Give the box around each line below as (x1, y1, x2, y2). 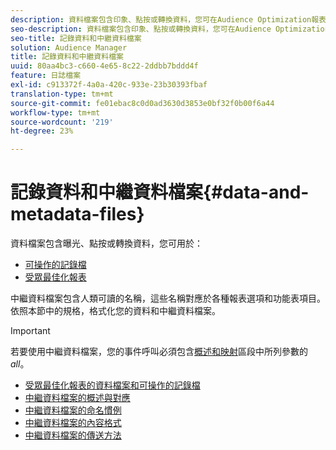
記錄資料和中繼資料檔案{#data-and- (10, 181, 310, 204)
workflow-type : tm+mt (10, 107, 101, 118)
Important (10, 325, 51, 337)
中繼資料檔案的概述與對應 (24, 392, 131, 404)
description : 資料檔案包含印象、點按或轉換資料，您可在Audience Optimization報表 (10, 14, 327, 25)
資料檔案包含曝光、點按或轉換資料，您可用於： (10, 237, 203, 250)
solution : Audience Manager (10, 42, 128, 53)
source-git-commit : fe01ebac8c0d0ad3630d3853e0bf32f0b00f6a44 (10, 98, 275, 108)
